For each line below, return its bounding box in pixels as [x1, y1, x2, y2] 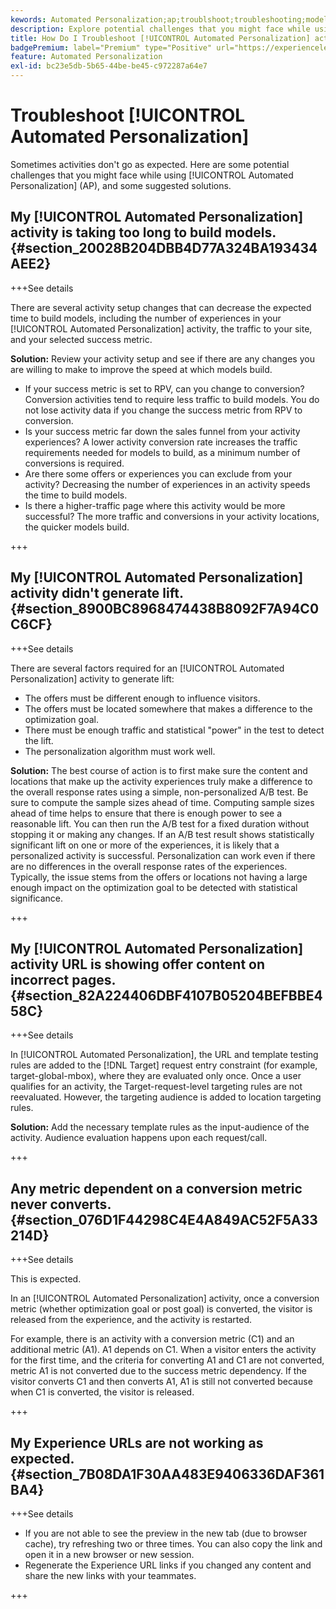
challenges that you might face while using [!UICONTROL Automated [10, 169, 294, 181]
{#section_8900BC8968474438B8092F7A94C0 [10, 601, 320, 618]
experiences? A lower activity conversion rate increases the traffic [24, 436, 298, 448]
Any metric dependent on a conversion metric [10, 1180, 303, 1197]
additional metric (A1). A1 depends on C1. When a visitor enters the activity [10, 1344, 317, 1356]
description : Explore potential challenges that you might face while [10, 24, 311, 34]
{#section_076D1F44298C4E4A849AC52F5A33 [10, 1211, 318, 1228]
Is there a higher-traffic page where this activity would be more [24, 499, 286, 511]
